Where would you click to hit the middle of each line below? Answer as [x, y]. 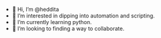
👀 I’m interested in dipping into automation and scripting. [83, 16]
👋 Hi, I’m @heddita [36, 9]
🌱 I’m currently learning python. [52, 22]
